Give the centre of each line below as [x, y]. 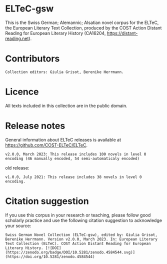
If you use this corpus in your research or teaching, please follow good [78, 215]
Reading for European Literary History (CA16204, [55, 33]
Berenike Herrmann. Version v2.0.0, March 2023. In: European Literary [81, 239]
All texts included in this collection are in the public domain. [66, 105]
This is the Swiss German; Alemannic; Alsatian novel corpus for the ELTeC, [82, 22]
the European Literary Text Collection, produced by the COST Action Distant [83, 27]
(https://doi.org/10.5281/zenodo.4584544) [50, 256]
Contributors [32, 59]
